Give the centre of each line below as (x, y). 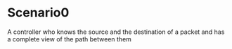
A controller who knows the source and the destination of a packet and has (116, 32)
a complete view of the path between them (70, 39)
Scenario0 (38, 13)
